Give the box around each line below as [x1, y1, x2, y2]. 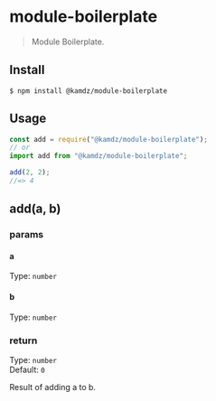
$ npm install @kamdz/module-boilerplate [9, 86, 168, 96]
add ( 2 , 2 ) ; [9, 168, 51, 177]
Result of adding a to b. [9, 381, 97, 392]
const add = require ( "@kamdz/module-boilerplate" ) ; [9, 135, 208, 144]
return [9, 334, 38, 347]
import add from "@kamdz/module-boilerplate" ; [9, 152, 188, 161]
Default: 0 [9, 364, 45, 375]
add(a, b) [9, 201, 61, 217]
